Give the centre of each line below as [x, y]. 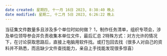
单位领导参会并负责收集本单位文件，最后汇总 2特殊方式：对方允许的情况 [83, 35]
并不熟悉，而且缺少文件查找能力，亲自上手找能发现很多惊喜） [73, 48]
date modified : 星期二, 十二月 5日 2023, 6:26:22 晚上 [60, 14]
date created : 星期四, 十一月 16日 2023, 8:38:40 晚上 [60, 10]
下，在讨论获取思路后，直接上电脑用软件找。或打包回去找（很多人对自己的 [82, 42]
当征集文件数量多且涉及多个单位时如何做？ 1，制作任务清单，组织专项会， [81, 29]
